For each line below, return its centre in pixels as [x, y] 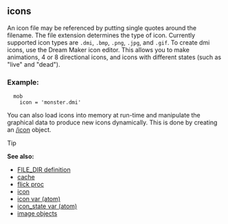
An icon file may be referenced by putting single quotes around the [102, 27]
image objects [37, 214]
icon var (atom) [38, 199]
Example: [23, 82]
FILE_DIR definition [44, 170]
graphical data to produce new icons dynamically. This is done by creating [112, 122]
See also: [21, 157]
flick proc [31, 184]
